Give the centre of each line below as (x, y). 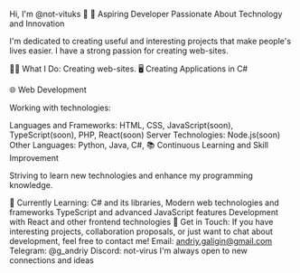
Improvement (34, 158)
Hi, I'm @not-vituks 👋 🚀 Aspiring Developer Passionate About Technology (146, 14)
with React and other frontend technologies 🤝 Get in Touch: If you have (141, 222)
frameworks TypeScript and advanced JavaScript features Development (144, 212)
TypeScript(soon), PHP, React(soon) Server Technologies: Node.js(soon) (145, 135)
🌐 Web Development (48, 89)
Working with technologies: (60, 108)
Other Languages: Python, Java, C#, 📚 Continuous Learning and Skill (139, 145)
